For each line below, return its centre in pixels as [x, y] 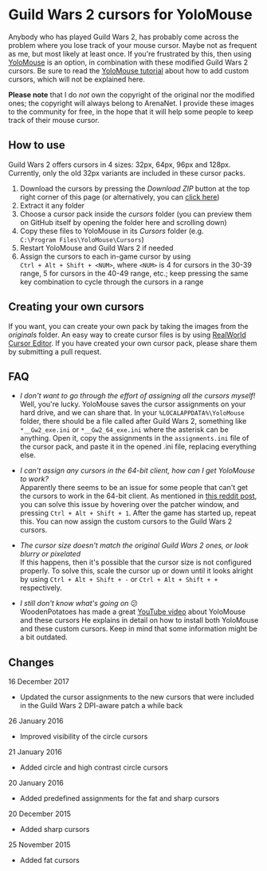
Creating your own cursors [77, 307]
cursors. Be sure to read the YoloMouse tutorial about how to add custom [129, 70]
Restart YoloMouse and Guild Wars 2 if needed [96, 247]
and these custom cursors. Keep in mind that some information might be [138, 629]
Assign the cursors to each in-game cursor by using [105, 256]
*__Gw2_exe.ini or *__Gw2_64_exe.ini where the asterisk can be [124, 430]
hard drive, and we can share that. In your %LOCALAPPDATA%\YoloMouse [132, 413]
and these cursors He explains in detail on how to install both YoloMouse [139, 620]
